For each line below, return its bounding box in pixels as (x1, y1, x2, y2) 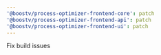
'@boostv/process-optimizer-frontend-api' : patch (6, 16, 152, 23)
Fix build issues (6, 42, 51, 50)
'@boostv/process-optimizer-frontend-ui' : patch (6, 23, 149, 30)
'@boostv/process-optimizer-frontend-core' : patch (6, 10, 155, 17)
